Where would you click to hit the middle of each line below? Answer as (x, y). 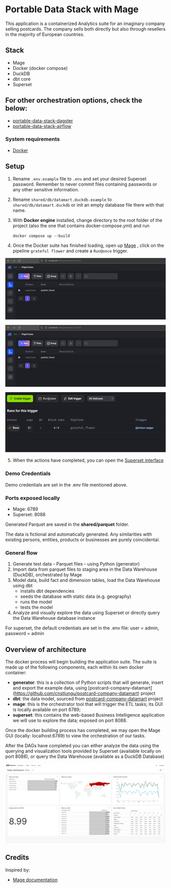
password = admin (25, 633)
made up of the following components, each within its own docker (75, 667)
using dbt (23, 586)
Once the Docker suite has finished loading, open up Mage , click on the (88, 245)
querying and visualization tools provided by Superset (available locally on (83, 751)
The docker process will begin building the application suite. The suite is (81, 662)
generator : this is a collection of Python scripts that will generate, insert (88, 682)
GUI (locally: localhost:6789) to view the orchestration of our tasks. (76, 735)
